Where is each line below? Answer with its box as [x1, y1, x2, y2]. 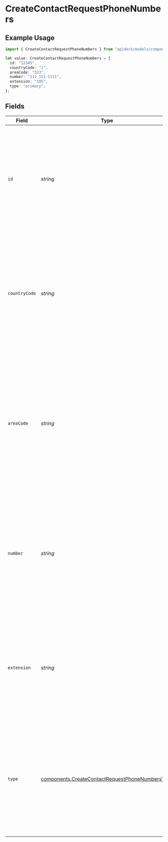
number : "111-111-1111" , [9, 74, 61, 79]
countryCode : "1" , [9, 65, 48, 70]
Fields [5, 102, 25, 110]
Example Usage [5, 33, 55, 42]
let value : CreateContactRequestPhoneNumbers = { [5, 55, 111, 60]
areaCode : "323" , [9, 69, 46, 75]
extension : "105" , [9, 79, 48, 84]
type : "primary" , [9, 83, 46, 89]
